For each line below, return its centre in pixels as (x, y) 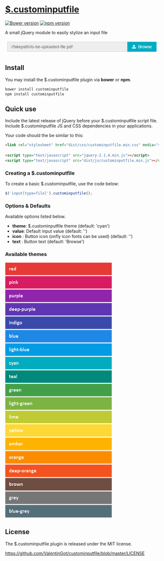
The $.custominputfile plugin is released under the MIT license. (69, 544)
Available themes (26, 255)
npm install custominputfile (35, 94)
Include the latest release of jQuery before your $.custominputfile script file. (81, 121)
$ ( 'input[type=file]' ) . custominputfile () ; (49, 193)
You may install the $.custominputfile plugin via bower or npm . (68, 79)
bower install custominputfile (37, 89)
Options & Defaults (28, 206)
